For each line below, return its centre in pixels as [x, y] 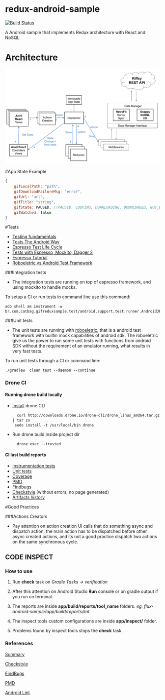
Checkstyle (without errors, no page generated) [61, 492]
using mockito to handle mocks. [44, 287]
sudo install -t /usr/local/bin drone [54, 425]
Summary [15, 654]
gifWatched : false [33, 213]
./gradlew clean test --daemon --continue [50, 370]
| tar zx [21, 420]
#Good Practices [22, 506]
